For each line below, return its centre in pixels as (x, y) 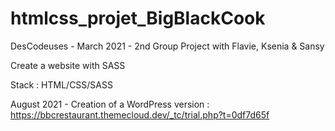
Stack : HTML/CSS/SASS (61, 84)
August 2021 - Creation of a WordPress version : (110, 104)
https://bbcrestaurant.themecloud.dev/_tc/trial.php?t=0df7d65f (140, 114)
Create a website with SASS (68, 65)
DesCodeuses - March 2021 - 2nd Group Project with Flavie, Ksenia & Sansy (167, 46)
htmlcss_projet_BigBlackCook (138, 18)
